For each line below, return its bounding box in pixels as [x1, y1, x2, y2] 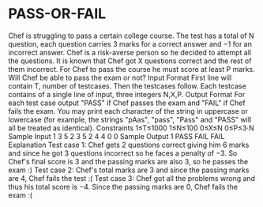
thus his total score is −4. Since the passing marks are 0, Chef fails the [8, 182, 239, 191]
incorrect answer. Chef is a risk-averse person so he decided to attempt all [8, 47, 251, 57]
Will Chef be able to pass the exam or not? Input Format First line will [8, 73, 232, 82]
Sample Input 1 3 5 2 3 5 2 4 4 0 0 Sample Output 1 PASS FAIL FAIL [8, 131, 225, 141]
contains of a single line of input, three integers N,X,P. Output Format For [8, 89, 246, 99]
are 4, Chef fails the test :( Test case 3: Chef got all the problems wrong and [8, 173, 255, 183]
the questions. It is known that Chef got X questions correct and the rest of [8, 56, 252, 66]
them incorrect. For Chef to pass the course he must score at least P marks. [8, 64, 255, 73]
